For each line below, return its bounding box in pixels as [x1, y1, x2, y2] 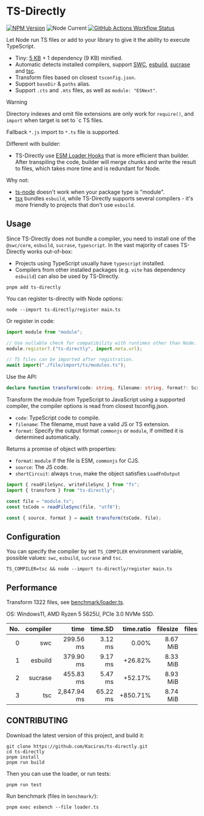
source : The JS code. [15, 463, 69, 471]
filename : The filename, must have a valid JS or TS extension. [15, 421, 170, 427]
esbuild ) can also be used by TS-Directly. [15, 272, 120, 280]
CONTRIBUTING [6, 715, 69, 726]
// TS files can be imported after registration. [6, 356, 135, 362]
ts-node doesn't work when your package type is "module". [15, 188, 165, 195]
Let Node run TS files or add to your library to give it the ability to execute [6, 36, 190, 43]
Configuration [6, 531, 61, 542]
